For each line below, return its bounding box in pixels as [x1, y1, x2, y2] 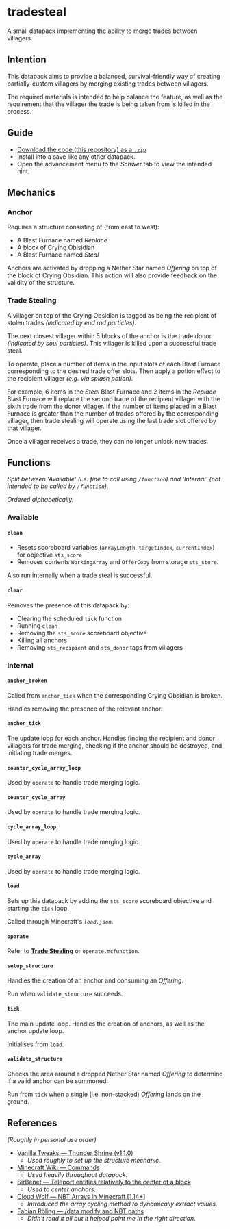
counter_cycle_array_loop [7, 764, 81, 771]
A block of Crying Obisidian [16, 244, 95, 252]
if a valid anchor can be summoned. [7, 1076, 108, 1085]
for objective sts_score [16, 550, 82, 559]
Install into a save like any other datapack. [16, 152, 136, 161]
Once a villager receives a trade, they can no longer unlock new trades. [7, 437, 209, 445]
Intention [7, 54, 47, 66]
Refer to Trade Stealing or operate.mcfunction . [7, 947, 140, 955]
